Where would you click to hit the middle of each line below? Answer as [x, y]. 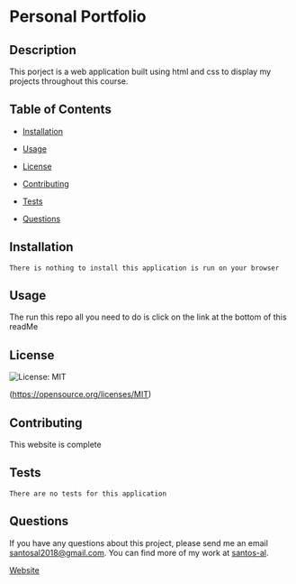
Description [43, 50]
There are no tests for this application [88, 494]
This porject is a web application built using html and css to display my [140, 71]
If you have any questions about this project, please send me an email [139, 542]
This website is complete [55, 445]
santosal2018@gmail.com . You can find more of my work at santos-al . [139, 552]
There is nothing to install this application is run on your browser [144, 268]
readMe [24, 327]
